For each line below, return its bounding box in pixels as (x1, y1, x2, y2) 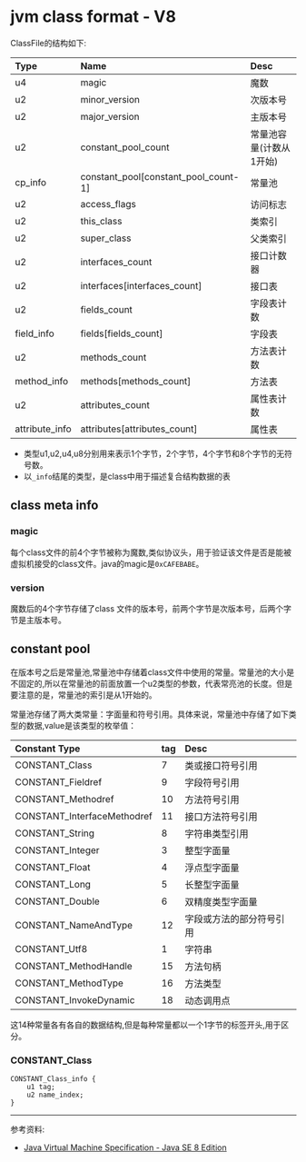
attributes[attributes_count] (80, 422, 198, 435)
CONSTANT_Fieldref (15, 775, 103, 788)
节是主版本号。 (10, 614, 66, 625)
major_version (80, 110, 140, 123)
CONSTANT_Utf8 (15, 942, 88, 955)
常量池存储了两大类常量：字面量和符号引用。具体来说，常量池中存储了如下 (10, 709, 289, 720)
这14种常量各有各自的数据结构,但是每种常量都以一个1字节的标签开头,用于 (10, 1019, 281, 1030)
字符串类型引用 (184, 827, 249, 839)
